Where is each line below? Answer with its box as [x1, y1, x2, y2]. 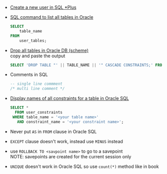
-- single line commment [10, 81, 63, 87]
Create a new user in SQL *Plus [10, 5, 77, 10]
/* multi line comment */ [10, 86, 65, 91]
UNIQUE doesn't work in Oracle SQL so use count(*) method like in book [10, 163, 159, 169]
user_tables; [19, 38, 47, 43]
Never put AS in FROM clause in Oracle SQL [10, 128, 97, 134]
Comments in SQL [10, 72, 48, 78]
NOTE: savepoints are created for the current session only [10, 153, 132, 159]
